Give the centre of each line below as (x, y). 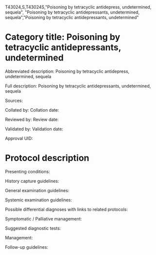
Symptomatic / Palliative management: (43, 218)
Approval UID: (19, 138)
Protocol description (47, 158)
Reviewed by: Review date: (32, 119)
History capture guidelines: (32, 181)
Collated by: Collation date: (32, 110)
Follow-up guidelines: (27, 247)
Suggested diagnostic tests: (33, 228)
